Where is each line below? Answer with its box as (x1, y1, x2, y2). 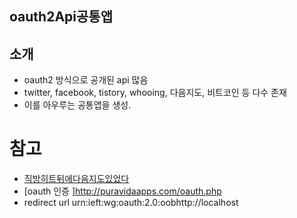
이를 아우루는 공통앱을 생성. (23, 99, 132, 111)
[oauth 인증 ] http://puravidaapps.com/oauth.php (23, 185, 222, 197)
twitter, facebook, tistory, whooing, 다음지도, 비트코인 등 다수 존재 (23, 87, 287, 99)
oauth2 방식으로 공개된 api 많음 (23, 74, 149, 86)
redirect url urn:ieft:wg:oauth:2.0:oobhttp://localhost (23, 197, 239, 209)
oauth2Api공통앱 (9, 8, 113, 26)
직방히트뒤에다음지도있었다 (23, 173, 130, 185)
